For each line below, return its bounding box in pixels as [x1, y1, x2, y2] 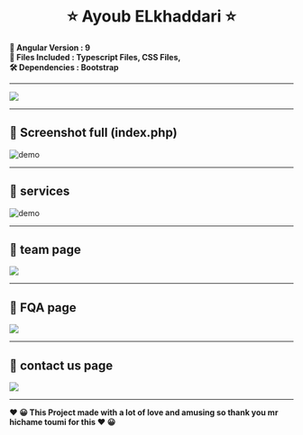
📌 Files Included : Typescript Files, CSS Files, [9, 51, 181, 62]
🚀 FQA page [9, 300, 77, 315]
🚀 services [9, 184, 70, 199]
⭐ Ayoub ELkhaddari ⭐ [66, 6, 237, 27]
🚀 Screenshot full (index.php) [9, 125, 178, 140]
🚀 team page [9, 241, 81, 257]
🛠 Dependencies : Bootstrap [9, 61, 119, 72]
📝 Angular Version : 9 [9, 41, 91, 53]
